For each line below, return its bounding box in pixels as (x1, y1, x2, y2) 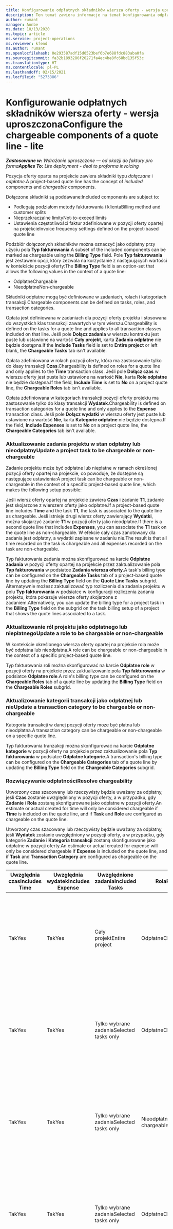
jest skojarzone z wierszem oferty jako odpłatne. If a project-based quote (6, 502, 160, 508)
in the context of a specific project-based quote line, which (30, 482, 156, 488)
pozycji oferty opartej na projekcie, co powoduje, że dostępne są (6, 470, 143, 476)
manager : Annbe (6, 22, 39, 27)
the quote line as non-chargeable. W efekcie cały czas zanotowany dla (6, 529, 156, 536)
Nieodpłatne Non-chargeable (13, 283, 74, 290)
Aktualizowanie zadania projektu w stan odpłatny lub (6, 440, 141, 448)
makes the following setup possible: (6, 487, 82, 493)
